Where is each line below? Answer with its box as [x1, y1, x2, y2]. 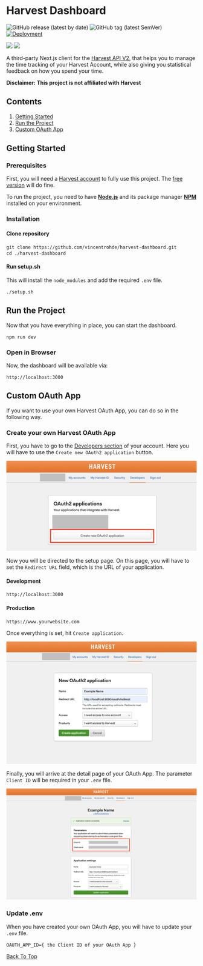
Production [6, 605, 35, 611]
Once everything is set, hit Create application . [6, 629, 124, 637]
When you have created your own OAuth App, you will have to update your [6, 923, 192, 930]
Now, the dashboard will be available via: [6, 361, 108, 369]
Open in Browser [6, 348, 56, 357]
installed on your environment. [6, 200, 82, 207]
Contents [6, 96, 42, 107]
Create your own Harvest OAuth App [6, 428, 116, 437]
